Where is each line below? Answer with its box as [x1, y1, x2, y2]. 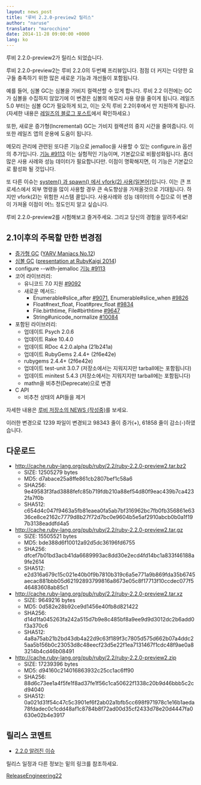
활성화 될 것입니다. [12, 165, 56, 172]
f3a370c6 [23, 622, 49, 629]
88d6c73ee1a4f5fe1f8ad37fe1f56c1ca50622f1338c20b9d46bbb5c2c [23, 679, 194, 686]
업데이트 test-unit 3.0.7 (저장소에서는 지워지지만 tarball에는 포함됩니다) [23, 365, 192, 372]
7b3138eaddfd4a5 [23, 520, 70, 527]
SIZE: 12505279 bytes [23, 469, 78, 476]
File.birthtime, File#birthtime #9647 [32, 307, 121, 314]
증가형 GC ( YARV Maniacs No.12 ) [14, 250, 96, 257]
